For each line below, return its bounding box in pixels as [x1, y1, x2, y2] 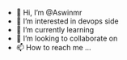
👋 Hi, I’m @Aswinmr [15, 8, 83, 17]
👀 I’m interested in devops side [15, 16, 119, 26]
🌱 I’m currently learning [15, 25, 95, 34]
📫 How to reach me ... [15, 43, 91, 52]
